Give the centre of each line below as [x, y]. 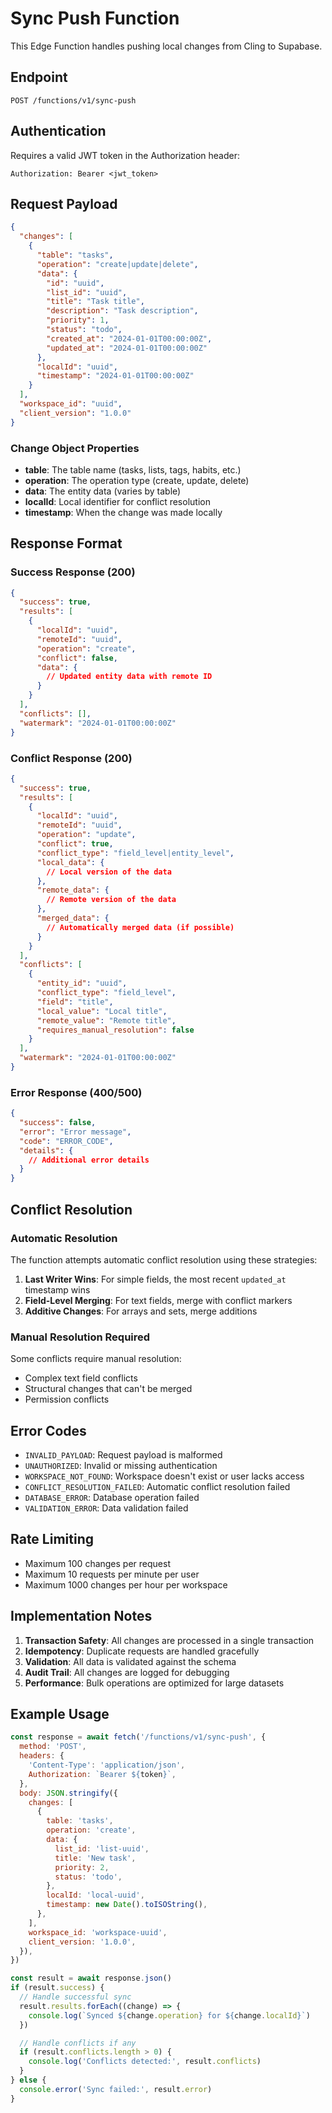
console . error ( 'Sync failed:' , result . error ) [116, 2089]
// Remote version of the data [111, 900]
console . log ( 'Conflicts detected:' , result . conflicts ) [145, 2062]
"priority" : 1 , [78, 320]
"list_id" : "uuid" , [87, 292]
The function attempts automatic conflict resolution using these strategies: [164, 1259]
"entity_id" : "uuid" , [82, 983]
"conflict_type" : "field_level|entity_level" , [135, 853]
